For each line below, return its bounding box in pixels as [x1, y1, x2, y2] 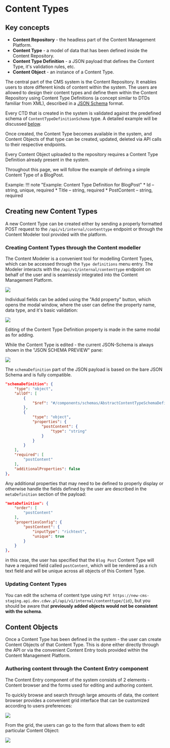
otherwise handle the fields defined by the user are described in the [5, 485, 147, 492]
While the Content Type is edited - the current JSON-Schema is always [5, 342, 154, 348]
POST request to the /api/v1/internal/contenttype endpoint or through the [5, 226, 163, 232]
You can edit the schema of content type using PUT [5, 592, 111, 598]
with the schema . [5, 608, 42, 614]
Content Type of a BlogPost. [5, 172, 64, 178]
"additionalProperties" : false [14, 466, 80, 471]
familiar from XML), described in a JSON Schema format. [5, 100, 124, 106]
